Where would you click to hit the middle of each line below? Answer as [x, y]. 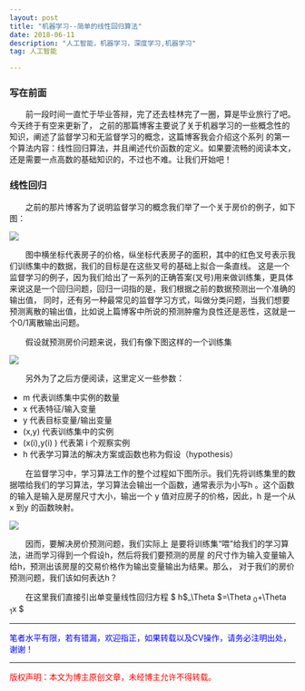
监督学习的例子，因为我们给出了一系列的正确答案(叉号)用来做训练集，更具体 [152, 277]
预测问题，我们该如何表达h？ [64, 578]
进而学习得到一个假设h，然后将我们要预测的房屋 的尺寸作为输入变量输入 [160, 555]
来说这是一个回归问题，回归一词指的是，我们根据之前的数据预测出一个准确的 [152, 288]
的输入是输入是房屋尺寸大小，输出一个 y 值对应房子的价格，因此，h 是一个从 [152, 496]
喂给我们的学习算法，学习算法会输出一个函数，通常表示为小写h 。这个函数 [156, 484]
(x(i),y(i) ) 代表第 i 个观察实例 [76, 443]
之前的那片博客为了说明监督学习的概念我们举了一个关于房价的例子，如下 [161, 207]
